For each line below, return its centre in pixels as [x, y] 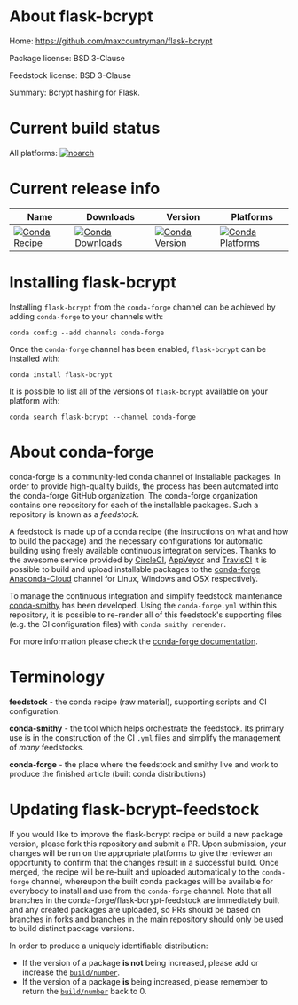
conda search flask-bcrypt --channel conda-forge [103, 417]
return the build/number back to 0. [84, 991]
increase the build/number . [71, 972]
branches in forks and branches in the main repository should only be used [146, 919]
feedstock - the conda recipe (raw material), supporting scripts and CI [138, 702]
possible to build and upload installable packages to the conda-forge [135, 569]
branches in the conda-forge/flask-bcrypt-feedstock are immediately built [145, 900]
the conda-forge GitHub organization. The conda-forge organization [134, 495]
